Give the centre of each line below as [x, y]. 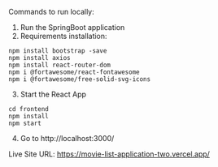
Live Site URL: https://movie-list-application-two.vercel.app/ [109, 154]
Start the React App [53, 94]
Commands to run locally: [52, 12]
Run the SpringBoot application [72, 27]
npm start [25, 123]
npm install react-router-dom [60, 65]
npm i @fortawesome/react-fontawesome [74, 72]
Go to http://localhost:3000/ [67, 138]
